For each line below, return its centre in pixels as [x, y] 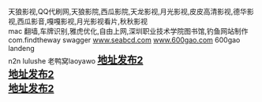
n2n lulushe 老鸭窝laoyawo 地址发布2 [76, 60]
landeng [22, 48]
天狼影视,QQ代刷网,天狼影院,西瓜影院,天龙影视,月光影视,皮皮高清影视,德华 [127, 11]
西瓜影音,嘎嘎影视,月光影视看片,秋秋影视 [82, 21]
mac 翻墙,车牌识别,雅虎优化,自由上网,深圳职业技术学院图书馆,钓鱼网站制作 [128, 31]
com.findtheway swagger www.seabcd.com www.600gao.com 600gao [124, 40]
